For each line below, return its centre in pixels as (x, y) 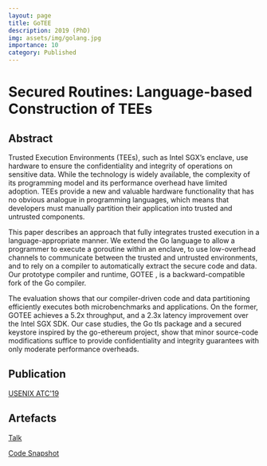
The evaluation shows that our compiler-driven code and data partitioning (129, 298)
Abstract (31, 138)
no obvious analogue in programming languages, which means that (119, 200)
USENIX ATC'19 (34, 393)
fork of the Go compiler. (47, 283)
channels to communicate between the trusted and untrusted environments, (133, 257)
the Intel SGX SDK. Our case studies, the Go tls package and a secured (125, 324)
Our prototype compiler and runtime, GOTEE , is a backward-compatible (127, 274)
